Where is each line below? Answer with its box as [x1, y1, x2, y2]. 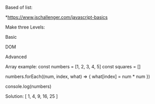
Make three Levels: [5, 24, 45, 30]
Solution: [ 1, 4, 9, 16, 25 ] [5, 93, 58, 99]
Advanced [5, 54, 27, 60]
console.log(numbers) [5, 84, 52, 89]
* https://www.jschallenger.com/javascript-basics [5, 14, 108, 20]
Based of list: [5, 5, 33, 10]
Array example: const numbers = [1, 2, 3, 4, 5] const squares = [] [5, 64, 141, 69]
